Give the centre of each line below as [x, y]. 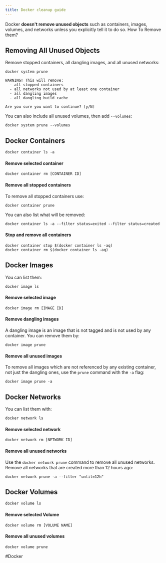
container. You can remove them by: [42, 336]
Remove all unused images [34, 356]
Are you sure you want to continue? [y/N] [50, 107]
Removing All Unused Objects [52, 51]
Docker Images [29, 265]
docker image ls [22, 286]
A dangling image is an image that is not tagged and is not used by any [78, 330]
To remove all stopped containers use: [44, 196]
